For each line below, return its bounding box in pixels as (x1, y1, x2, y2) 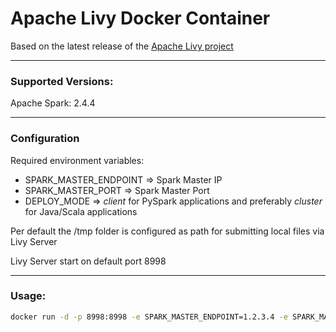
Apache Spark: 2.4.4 (10, 97, 96, 109)
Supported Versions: (10, 74, 114, 88)
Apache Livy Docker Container (10, 7, 271, 30)
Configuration (10, 132, 80, 146)
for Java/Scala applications (24, 205, 138, 217)
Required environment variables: (10, 154, 145, 166)
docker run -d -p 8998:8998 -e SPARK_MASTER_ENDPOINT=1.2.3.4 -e (10, 312, 288, 322)
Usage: (10, 289, 47, 303)
